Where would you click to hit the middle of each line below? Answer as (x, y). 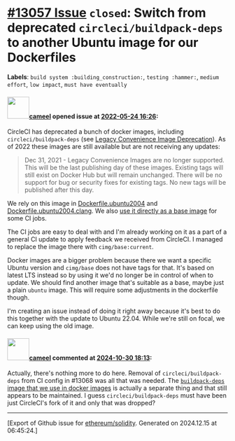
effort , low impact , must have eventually (67, 84)
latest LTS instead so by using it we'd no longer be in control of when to (111, 275)
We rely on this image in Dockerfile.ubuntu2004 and (83, 204)
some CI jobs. (27, 218)
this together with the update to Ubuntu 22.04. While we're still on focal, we (116, 318)
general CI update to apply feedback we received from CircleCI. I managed (115, 239)
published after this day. (59, 190)
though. (19, 297)
